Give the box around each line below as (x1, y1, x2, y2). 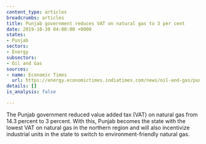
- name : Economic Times (6, 72, 67, 78)
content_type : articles (6, 9, 67, 15)
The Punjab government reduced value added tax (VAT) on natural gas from (6, 111, 198, 118)
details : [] (6, 83, 37, 89)
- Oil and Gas (6, 60, 43, 66)
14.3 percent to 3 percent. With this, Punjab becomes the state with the (6, 117, 186, 124)
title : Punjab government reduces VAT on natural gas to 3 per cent (6, 20, 185, 26)
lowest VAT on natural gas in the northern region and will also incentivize (6, 124, 190, 131)
